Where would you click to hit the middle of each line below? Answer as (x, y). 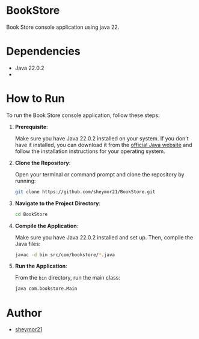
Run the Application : (41, 266)
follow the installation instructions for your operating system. (90, 151)
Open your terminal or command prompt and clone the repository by (99, 174)
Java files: (28, 244)
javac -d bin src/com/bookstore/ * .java (65, 255)
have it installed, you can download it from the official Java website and (103, 145)
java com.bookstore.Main (46, 289)
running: (25, 181)
